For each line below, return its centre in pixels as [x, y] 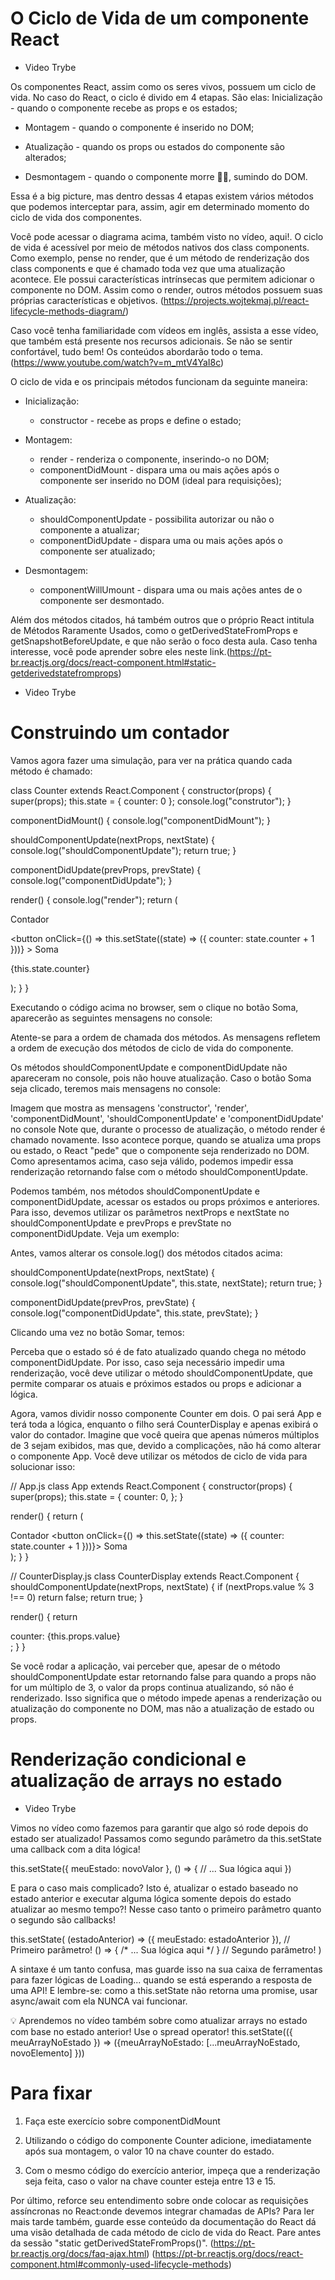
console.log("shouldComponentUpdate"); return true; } [123, 850]
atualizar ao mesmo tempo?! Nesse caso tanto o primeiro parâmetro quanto [166, 1909]
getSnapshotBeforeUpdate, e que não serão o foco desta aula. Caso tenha [164, 641]
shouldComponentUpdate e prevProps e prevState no [121, 1223]
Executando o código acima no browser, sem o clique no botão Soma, [154, 1007]
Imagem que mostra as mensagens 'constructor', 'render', [130, 1108]
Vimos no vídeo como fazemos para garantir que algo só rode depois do [159, 1828]
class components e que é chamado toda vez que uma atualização [148, 268]
